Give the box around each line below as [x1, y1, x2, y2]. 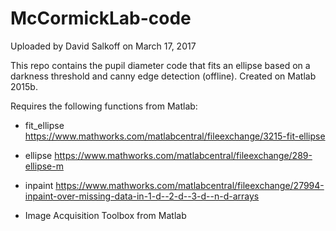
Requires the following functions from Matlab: [10, 100, 198, 112]
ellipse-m [24, 160, 64, 172]
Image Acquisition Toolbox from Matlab [24, 209, 187, 221]
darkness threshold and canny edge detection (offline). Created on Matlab [10, 70, 317, 82]
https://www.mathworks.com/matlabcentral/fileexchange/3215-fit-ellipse [24, 130, 326, 142]
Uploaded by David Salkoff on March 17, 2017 [10, 40, 197, 52]
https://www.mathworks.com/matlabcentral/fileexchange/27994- [55, 179, 325, 191]
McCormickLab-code [10, 7, 192, 30]
